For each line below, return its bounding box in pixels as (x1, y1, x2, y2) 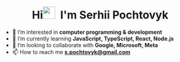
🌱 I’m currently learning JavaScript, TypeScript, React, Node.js (12, 34, 174, 42)
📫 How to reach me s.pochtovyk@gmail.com (12, 48, 131, 55)
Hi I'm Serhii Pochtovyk (31, 8, 169, 22)
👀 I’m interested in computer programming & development (12, 28, 163, 36)
